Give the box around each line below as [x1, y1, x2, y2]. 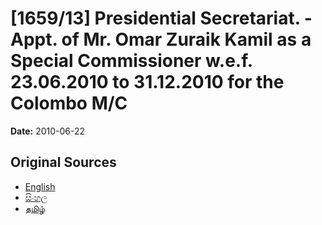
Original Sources [10, 154, 117, 171]
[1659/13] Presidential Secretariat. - [10, 7, 313, 30]
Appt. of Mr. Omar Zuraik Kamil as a [10, 28, 312, 51]
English [24, 180, 56, 192]
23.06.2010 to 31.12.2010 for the [10, 71, 285, 94]
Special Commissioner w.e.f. [10, 50, 253, 72]
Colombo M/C [10, 92, 128, 115]
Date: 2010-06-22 [10, 125, 86, 137]
